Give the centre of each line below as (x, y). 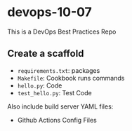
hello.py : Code (40, 85)
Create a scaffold (46, 54)
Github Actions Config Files (57, 120)
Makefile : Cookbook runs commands (71, 78)
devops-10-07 (50, 12)
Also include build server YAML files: (60, 106)
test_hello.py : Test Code (55, 92)
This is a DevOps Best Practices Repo (62, 32)
